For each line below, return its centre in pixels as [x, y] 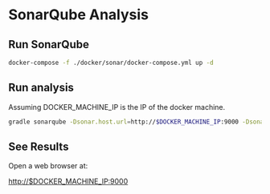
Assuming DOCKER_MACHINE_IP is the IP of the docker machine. [117, 107]
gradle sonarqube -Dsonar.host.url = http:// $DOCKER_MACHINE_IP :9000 [124, 122]
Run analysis [41, 88]
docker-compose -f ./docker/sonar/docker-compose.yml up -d [111, 63]
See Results [39, 146]
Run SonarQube [49, 44]
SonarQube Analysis [79, 15]
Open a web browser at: [48, 166]
